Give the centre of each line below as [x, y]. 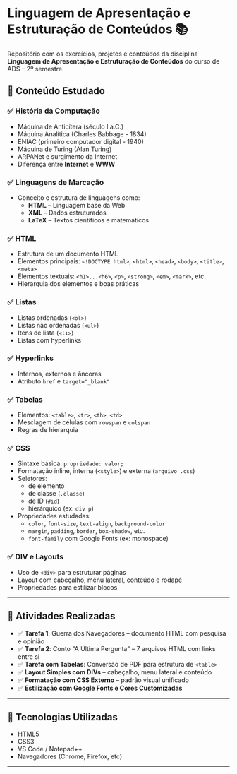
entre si [29, 656]
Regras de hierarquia [48, 430]
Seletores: [32, 479]
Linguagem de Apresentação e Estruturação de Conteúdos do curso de [114, 61]
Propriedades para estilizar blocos [67, 587]
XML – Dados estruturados [67, 213]
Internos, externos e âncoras [59, 374]
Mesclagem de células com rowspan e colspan [84, 422]
